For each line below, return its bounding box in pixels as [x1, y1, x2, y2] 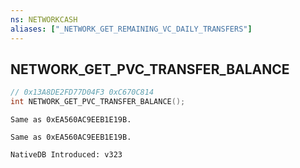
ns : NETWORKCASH [10, 14, 78, 25]
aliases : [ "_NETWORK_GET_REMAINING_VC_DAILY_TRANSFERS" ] [10, 24, 253, 34]
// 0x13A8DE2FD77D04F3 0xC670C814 [10, 87, 155, 98]
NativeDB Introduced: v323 [10, 150, 123, 160]
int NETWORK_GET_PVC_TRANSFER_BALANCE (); [10, 97, 186, 107]
